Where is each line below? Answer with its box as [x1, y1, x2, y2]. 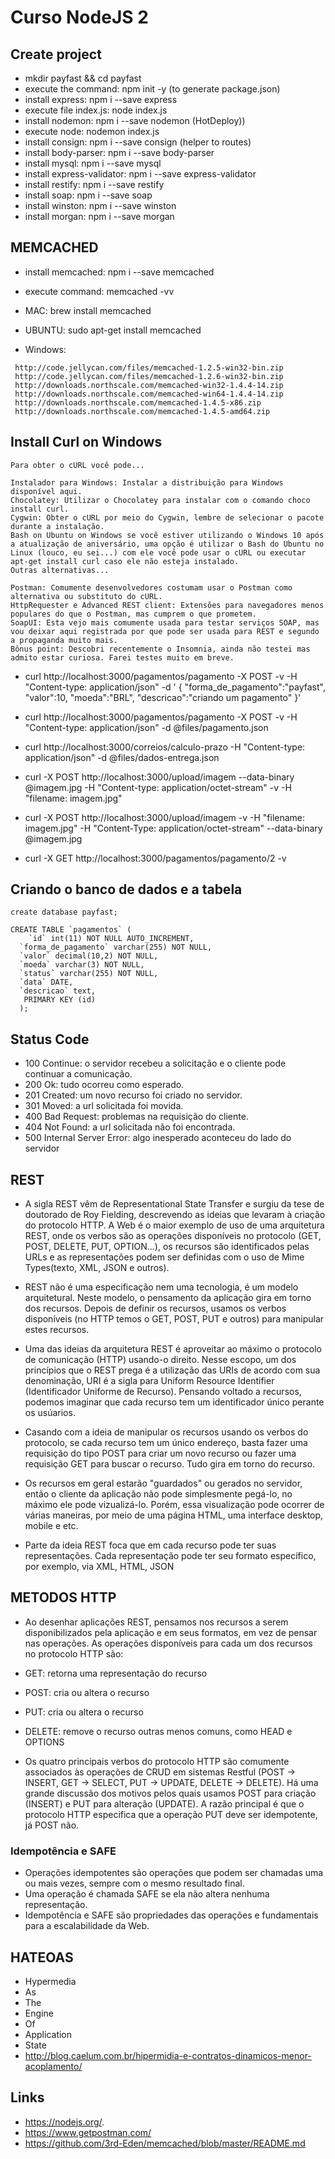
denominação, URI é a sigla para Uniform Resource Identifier [24, 1375, 275, 1387]
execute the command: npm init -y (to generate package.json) [24, 83, 281, 95]
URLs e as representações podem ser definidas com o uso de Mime [24, 1251, 305, 1263]
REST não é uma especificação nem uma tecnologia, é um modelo [24, 1281, 299, 1293]
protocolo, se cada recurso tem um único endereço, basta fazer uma [24, 1437, 308, 1449]
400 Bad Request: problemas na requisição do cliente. [24, 1111, 249, 1123]
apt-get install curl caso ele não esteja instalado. [10, 556, 240, 566]
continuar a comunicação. [24, 1068, 133, 1080]
